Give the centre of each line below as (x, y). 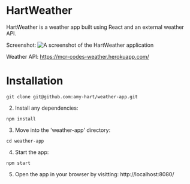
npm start (19, 163)
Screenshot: (21, 45)
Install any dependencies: (46, 108)
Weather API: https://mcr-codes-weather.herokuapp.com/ (78, 56)
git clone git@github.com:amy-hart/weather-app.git (72, 96)
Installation (35, 81)
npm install (21, 119)
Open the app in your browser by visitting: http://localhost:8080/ (94, 174)
